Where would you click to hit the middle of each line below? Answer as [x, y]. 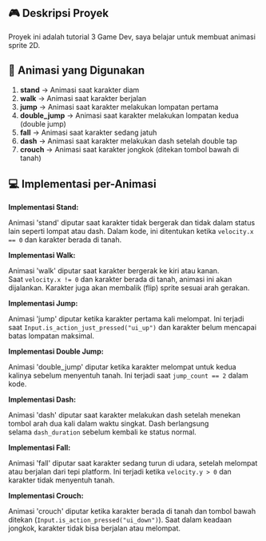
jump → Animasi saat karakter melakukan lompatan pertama [119, 107]
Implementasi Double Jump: [56, 352]
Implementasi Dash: [42, 400]
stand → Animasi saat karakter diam [79, 90]
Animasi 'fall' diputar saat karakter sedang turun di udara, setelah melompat [133, 463]
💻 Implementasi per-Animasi [83, 184]
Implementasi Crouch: [46, 496]
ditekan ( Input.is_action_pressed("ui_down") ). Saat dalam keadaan [120, 520]
